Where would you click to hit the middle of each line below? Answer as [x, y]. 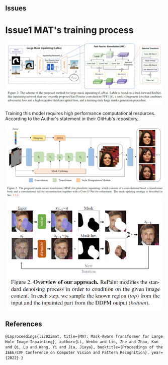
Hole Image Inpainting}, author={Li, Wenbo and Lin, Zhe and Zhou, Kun [82, 342]
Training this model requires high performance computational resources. [80, 113]
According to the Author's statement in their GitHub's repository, [72, 119]
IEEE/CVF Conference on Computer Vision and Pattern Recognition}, [77, 353]
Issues [16, 8]
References [24, 324]
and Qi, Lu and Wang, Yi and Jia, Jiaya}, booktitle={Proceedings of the [84, 347]
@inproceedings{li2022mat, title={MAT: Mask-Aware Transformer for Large [84, 337]
